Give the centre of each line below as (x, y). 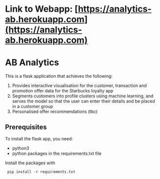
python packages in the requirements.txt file (57, 153)
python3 (21, 148)
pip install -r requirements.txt (41, 172)
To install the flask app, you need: (39, 138)
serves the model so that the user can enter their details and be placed (83, 101)
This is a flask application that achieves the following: (59, 76)
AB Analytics (32, 63)
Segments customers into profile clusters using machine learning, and (83, 96)
